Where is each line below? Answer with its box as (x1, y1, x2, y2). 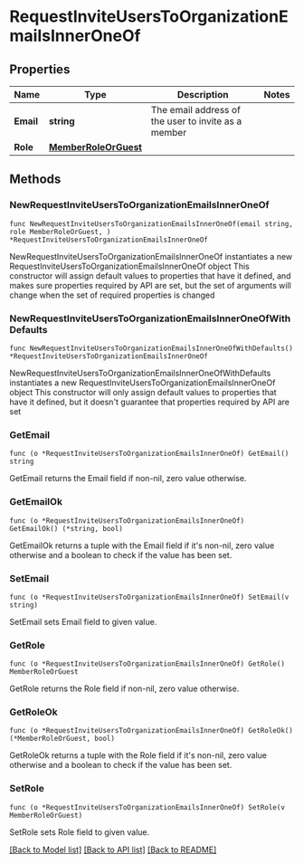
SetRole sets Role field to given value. (9, 826, 150, 838)
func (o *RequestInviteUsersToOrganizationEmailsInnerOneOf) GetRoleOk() (9, 726, 294, 735)
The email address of (150, 104, 242, 116)
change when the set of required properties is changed (9, 289, 215, 300)
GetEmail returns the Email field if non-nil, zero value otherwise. (9, 473, 247, 484)
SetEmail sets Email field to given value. (9, 616, 157, 627)
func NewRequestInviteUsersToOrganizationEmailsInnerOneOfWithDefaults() (9, 344, 294, 353)
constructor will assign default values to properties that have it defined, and (9, 270, 291, 281)
